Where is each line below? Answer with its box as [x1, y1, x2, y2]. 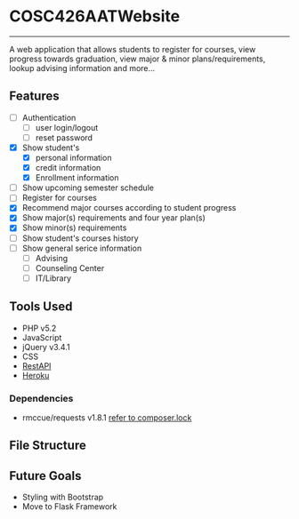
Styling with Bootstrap [21, 491, 104, 503]
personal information [35, 153, 112, 163]
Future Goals [9, 468, 82, 483]
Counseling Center [35, 262, 105, 273]
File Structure [9, 438, 86, 453]
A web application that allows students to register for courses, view [9, 44, 256, 54]
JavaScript [21, 331, 62, 343]
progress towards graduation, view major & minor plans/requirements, [9, 53, 266, 64]
